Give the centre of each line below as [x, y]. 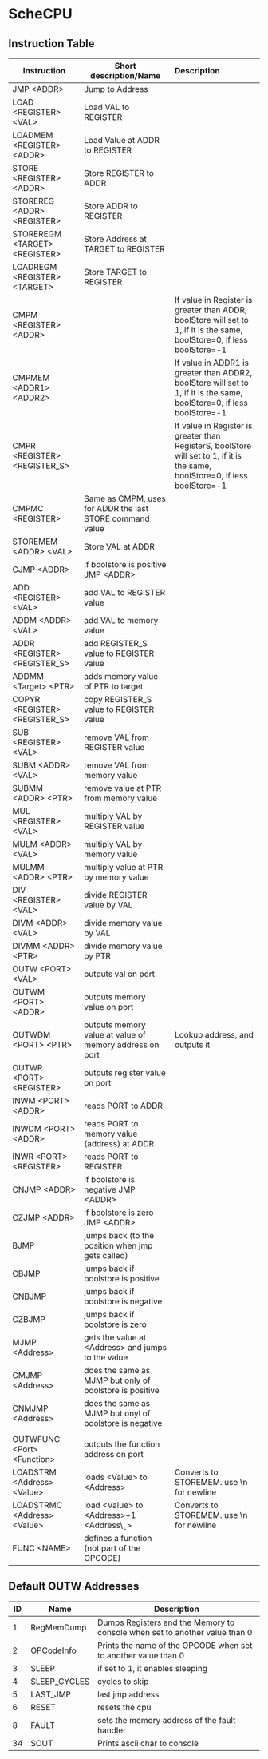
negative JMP [109, 1189]
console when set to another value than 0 [175, 1632]
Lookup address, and [214, 1035]
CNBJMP [30, 1296]
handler [111, 1730]
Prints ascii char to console [148, 1743]
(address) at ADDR [119, 1144]
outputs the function [122, 1444]
